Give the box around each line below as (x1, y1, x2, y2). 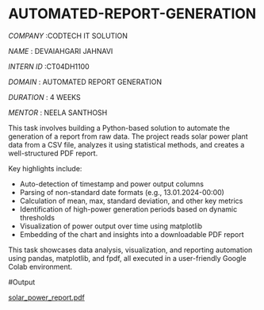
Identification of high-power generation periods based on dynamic (19, 204, 238, 214)
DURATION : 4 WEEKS (8, 92, 81, 101)
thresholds (19, 212, 55, 222)
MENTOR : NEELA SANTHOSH (8, 108, 108, 117)
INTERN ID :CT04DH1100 (8, 61, 90, 71)
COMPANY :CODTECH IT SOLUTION (8, 31, 128, 40)
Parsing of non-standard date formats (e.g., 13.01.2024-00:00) (19, 187, 224, 197)
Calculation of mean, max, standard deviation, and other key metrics (19, 196, 243, 205)
